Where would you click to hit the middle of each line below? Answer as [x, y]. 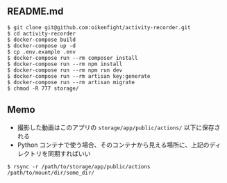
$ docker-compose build [42, 40]
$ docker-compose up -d [42, 46]
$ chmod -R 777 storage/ [43, 88]
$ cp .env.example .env [42, 51]
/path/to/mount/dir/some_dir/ [51, 173]
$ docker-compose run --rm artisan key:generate [79, 76]
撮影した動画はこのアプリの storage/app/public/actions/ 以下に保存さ [119, 127]
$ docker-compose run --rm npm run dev [65, 70]
